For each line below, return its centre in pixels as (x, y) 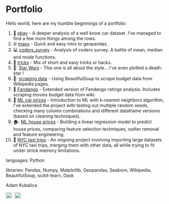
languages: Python (25, 160)
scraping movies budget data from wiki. (54, 94)
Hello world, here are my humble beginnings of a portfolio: (66, 23)
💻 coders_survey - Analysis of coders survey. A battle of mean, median (88, 49)
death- (156, 68)
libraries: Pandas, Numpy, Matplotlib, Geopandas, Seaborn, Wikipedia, (79, 170)
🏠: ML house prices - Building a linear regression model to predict (82, 122)
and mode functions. (35, 57)
